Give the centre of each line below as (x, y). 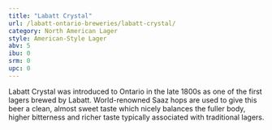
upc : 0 (19, 69)
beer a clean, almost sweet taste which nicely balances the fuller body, (127, 108)
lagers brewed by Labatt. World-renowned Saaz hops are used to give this (133, 100)
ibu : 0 (19, 53)
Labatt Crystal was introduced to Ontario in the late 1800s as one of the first (135, 91)
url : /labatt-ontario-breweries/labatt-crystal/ (92, 23)
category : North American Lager (63, 31)
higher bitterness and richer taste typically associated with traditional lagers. (136, 117)
